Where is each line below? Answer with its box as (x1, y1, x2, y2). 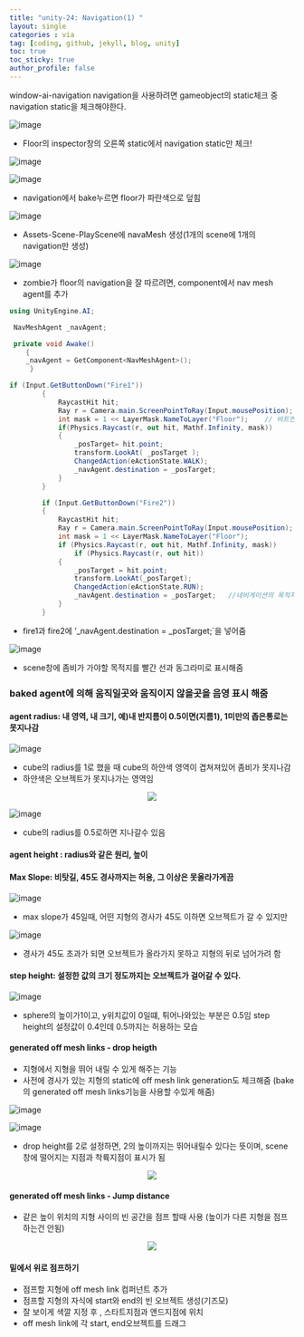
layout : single (9, 22, 67, 31)
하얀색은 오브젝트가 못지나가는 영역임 (22, 773, 154, 784)
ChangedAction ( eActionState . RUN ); (73, 582, 204, 592)
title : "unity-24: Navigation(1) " (9, 13, 144, 23)
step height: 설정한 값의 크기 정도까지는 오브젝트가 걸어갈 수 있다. (9, 970, 242, 981)
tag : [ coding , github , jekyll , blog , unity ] (9, 38, 180, 48)
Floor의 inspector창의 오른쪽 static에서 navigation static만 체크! (22, 138, 252, 149)
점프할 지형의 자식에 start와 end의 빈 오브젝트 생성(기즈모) (22, 1295, 229, 1306)
